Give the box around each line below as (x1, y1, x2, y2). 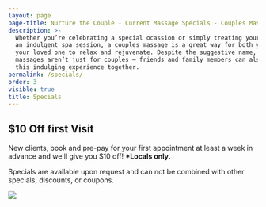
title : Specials (8, 93, 62, 101)
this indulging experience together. (15, 63, 140, 71)
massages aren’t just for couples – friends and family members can (15, 56, 246, 64)
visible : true (8, 85, 55, 94)
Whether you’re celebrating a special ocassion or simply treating (15, 33, 243, 42)
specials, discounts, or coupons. (8, 175, 115, 185)
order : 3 (8, 78, 37, 86)
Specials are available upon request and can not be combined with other (8, 167, 245, 177)
